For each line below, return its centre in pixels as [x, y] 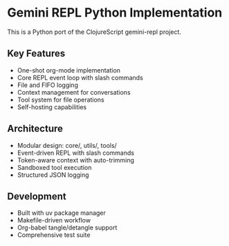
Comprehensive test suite [54, 235]
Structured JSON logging [53, 175]
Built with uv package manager [61, 213]
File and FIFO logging [47, 85]
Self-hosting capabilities [52, 107]
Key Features [36, 54]
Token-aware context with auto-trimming [76, 160]
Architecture [35, 129]
